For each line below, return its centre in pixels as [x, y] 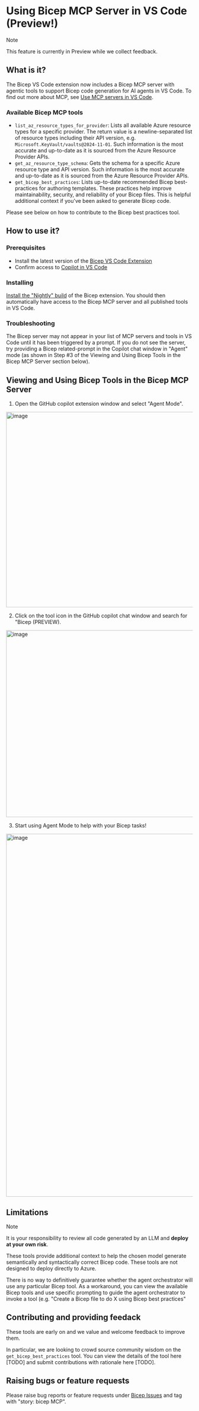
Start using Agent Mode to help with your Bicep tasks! [81, 826]
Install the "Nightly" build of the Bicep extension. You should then [86, 295]
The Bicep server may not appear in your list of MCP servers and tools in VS [99, 336]
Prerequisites [26, 248]
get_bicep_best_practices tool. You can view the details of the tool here [94, 1356]
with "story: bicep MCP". [36, 1402]
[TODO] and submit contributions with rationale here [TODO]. [81, 1362]
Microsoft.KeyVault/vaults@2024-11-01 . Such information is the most [99, 144]
